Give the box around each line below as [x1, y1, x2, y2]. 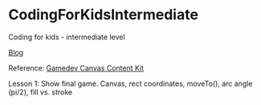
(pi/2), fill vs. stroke [8, 87, 73, 97]
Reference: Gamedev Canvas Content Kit [8, 63, 145, 73]
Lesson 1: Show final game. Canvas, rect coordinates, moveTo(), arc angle [8, 79, 253, 88]
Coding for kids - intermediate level [8, 32, 126, 42]
